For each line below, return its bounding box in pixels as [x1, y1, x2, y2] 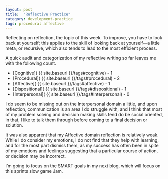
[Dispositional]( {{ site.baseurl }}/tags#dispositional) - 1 [12, 86, 127, 92]
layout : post [5, 7, 33, 12]
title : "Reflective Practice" [5, 12, 71, 17]
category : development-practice [5, 16, 73, 21]
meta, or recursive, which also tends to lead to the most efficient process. [5, 45, 157, 51]
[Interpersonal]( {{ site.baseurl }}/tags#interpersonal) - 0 [12, 91, 130, 97]
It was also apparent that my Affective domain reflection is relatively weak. [5, 132, 159, 138]
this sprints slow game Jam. [5, 168, 63, 174]
